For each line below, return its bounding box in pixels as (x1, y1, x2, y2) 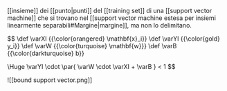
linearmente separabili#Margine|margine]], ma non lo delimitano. (7, 21, 192, 29)
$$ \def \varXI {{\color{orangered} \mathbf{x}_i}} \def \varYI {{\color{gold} (7, 34, 220, 43)
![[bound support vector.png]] (7, 76, 93, 84)
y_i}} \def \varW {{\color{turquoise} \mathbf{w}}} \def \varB (7, 42, 177, 50)
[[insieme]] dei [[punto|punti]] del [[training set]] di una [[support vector (7, 7, 212, 14)
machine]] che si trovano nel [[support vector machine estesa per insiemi (7, 14, 217, 22)
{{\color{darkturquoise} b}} (7, 49, 85, 57)
